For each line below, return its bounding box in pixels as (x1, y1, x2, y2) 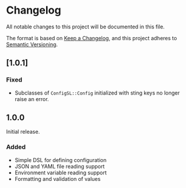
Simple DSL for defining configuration (14, 156, 107, 163)
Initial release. (6, 128, 40, 135)
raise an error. (14, 95, 49, 102)
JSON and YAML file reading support (14, 163, 105, 170)
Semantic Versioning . (6, 41, 58, 48)
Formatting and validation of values (14, 175, 101, 182)
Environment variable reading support (14, 169, 107, 176)
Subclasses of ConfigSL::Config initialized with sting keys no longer (14, 89, 180, 96)
